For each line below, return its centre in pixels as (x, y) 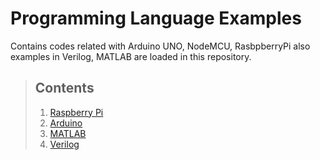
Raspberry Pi (76, 112)
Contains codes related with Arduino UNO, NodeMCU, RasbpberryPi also (160, 46)
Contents (64, 88)
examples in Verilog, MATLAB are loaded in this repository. (131, 56)
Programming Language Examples (156, 18)
